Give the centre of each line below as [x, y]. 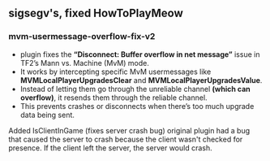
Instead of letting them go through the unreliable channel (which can [135, 89]
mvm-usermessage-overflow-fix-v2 [82, 37]
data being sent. [47, 115]
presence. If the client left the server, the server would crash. [110, 148]
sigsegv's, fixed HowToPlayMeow [96, 13]
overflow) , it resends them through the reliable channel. [114, 98]
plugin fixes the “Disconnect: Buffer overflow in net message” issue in [140, 54]
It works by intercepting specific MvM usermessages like [116, 72]
